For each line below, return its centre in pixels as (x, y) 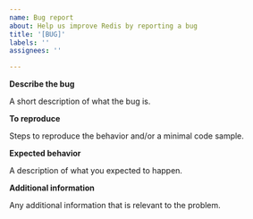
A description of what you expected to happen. (96, 171)
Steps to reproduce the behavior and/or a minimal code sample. (126, 136)
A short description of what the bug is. (80, 101)
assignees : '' (36, 51)
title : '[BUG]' (38, 34)
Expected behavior (45, 154)
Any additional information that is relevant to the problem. (115, 206)
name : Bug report (42, 17)
